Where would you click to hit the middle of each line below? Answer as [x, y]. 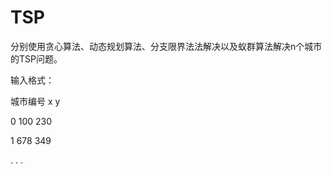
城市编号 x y [35, 101]
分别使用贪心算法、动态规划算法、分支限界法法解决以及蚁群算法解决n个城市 [166, 46]
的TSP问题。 [36, 58]
